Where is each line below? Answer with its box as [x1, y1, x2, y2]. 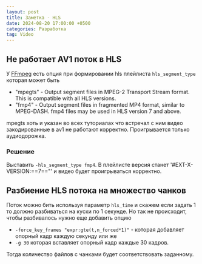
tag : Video [6, 32, 34, 38]
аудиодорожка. [6, 132, 47, 140]
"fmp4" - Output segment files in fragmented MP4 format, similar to [15, 101, 185, 108]
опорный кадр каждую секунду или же [15, 232, 117, 240]
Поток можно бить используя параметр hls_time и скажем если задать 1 [6, 201, 196, 209]
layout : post [6, 8, 39, 15]
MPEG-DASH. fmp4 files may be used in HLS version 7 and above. [15, 107, 181, 115]
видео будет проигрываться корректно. [58, 168, 162, 175]
